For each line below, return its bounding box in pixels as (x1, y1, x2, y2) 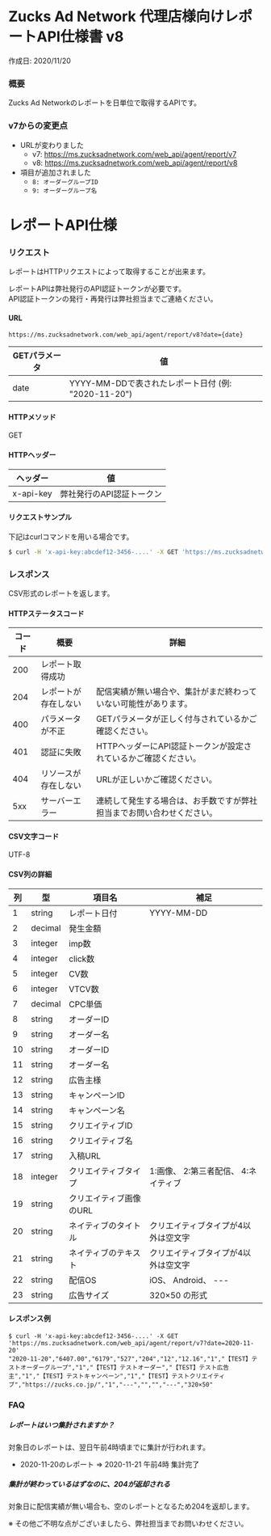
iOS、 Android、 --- (148, 1274, 230, 1285)
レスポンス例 (8, 1314, 51, 1323)
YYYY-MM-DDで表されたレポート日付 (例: (69, 378, 232, 389)
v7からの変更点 (8, 120, 69, 132)
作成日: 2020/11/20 (8, 56, 71, 65)
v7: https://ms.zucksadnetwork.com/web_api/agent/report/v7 (31, 149, 237, 158)
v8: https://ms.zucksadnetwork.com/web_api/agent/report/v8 (31, 158, 238, 167)
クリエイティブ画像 (68, 1192, 141, 1204)
